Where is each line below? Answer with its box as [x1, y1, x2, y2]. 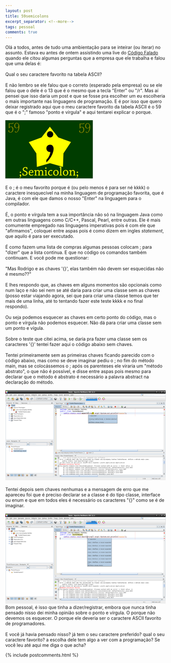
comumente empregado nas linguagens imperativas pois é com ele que [5, 222, 155, 228]
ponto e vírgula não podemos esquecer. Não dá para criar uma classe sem [5, 320, 162, 326]
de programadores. [5, 621, 46, 627]
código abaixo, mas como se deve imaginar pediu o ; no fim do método [5, 358, 154, 364]
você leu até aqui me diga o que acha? [5, 642, 87, 648]
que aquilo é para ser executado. [5, 233, 75, 239]
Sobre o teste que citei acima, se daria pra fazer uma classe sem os [5, 336, 148, 342]
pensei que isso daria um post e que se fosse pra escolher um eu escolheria [5, 93, 165, 99]
